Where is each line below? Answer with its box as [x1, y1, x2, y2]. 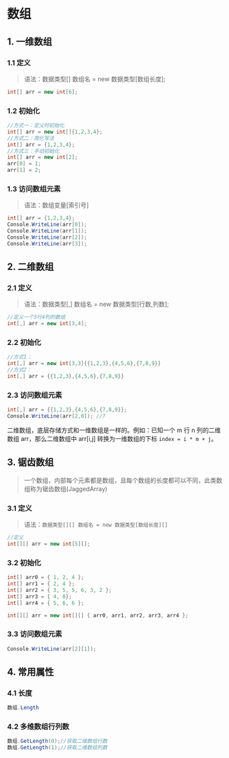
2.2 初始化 [7, 337, 42, 347]
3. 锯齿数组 [7, 457, 54, 469]
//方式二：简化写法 [7, 134, 55, 141]
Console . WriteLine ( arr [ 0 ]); [7, 221, 88, 228]
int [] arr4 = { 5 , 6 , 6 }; [7, 600, 84, 606]
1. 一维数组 [7, 36, 53, 47]
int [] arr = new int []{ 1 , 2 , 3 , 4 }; [7, 128, 103, 135]
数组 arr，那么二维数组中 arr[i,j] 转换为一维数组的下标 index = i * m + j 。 [7, 435, 217, 442]
